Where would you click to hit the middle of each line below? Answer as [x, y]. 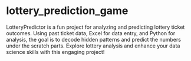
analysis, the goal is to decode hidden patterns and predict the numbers [94, 39]
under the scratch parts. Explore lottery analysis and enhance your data [93, 46]
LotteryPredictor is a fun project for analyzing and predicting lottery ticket [95, 27]
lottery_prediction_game [67, 11]
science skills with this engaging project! [55, 52]
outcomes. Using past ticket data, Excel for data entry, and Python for [91, 33]
